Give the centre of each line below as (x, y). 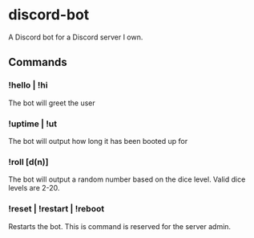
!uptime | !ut (33, 124)
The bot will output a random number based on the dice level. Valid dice (127, 179)
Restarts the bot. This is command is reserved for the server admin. (119, 226)
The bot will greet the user (52, 103)
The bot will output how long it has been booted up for (98, 141)
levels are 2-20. (34, 188)
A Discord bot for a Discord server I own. (76, 37)
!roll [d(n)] (28, 162)
